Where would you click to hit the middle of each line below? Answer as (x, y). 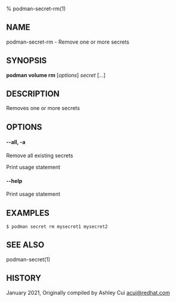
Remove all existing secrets (40, 155)
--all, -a (16, 142)
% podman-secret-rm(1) (36, 9)
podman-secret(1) (28, 259)
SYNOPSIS (27, 61)
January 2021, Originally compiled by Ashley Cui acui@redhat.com (88, 292)
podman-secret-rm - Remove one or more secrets (68, 42)
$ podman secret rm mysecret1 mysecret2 (57, 227)
